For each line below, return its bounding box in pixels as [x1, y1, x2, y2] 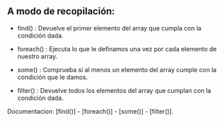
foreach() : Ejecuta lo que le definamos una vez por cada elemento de [17, 44, 217, 53]
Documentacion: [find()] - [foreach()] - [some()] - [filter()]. [7, 107, 173, 115]
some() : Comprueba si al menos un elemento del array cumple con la [17, 65, 217, 73]
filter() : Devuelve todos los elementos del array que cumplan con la [17, 86, 212, 94]
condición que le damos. [17, 73, 88, 81]
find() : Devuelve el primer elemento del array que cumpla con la [17, 24, 202, 32]
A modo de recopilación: [7, 6, 116, 17]
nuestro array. [17, 52, 58, 60]
